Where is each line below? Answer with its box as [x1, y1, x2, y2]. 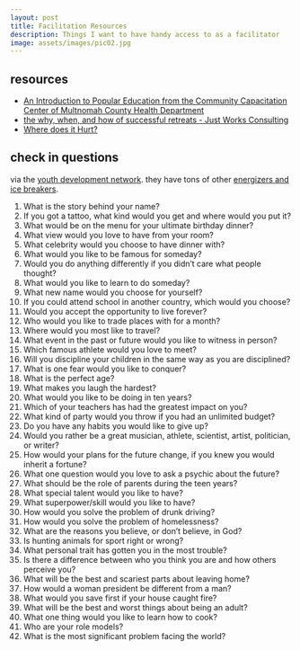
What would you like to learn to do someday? [22, 277, 190, 288]
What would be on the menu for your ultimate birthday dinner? [22, 219, 254, 230]
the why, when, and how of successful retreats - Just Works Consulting [22, 114, 289, 126]
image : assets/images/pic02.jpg [10, 38, 131, 48]
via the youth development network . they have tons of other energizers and [10, 174, 290, 184]
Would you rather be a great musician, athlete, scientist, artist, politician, [22, 430, 291, 441]
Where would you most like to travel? [22, 325, 161, 335]
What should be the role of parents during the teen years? [22, 477, 238, 488]
